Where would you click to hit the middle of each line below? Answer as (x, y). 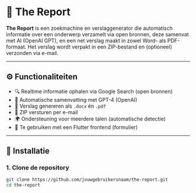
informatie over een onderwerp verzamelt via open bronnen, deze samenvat (97, 34)
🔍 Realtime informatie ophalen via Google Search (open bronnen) (94, 91)
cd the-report (23, 185)
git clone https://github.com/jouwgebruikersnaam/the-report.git (87, 180)
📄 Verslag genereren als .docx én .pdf (60, 106)
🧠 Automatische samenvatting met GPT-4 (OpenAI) (76, 99)
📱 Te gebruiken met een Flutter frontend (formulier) (76, 127)
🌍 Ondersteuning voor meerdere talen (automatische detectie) (90, 119)
